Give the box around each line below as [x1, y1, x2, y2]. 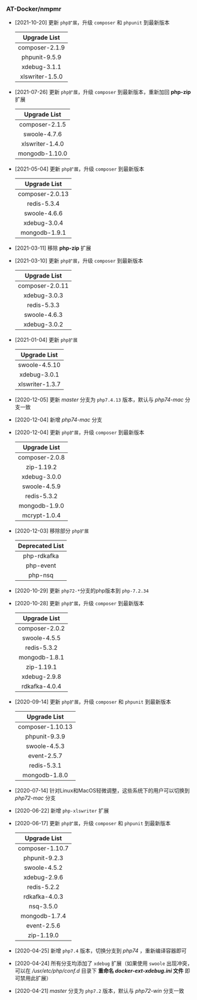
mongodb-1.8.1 [18, 653, 64, 662]
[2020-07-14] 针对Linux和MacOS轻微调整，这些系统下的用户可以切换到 [14, 787, 190, 794]
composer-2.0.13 [17, 190, 69, 198]
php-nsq [28, 571, 54, 580]
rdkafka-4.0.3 [23, 892, 63, 901]
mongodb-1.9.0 [18, 502, 64, 510]
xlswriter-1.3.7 [17, 380, 61, 388]
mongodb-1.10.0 [17, 149, 68, 158]
